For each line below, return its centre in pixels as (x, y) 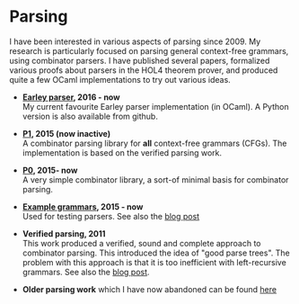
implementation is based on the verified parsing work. (122, 152)
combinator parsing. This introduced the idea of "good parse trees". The (156, 253)
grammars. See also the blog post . (86, 272)
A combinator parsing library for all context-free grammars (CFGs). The (154, 143)
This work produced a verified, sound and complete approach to (141, 243)
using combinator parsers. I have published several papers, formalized (140, 60)
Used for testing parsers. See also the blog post (111, 216)
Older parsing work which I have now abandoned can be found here (149, 289)
